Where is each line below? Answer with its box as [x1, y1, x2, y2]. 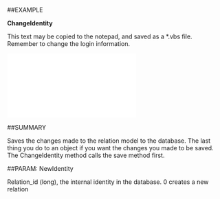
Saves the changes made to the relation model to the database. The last [7, 137, 211, 145]
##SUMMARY [7, 124, 47, 131]
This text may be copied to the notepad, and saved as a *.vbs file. [7, 32, 192, 40]
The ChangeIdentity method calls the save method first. [7, 151, 165, 159]
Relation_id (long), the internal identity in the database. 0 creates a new [7, 178, 209, 186]
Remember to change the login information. [7, 40, 131, 47]
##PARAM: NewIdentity [7, 165, 74, 172]
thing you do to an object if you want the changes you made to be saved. [7, 144, 214, 152]
